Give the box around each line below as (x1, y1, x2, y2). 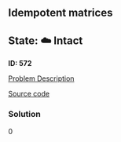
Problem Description (8, 74, 75, 83)
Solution (8, 109, 42, 120)
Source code (8, 89, 49, 99)
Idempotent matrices (8, 6, 113, 20)
